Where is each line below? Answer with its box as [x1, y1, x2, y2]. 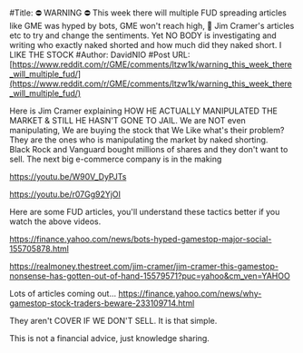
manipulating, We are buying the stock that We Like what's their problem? [9, 125, 285, 135]
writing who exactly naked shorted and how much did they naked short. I [9, 40, 282, 50]
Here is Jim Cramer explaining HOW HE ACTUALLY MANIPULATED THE [9, 105, 279, 116]
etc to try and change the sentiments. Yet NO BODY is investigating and [9, 30, 277, 41]
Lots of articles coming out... [9, 289, 116, 299]
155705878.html [9, 243, 70, 254]
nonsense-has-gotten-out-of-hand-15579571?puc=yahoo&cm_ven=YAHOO [9, 270, 290, 281]
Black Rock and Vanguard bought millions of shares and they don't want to [9, 144, 288, 154]
